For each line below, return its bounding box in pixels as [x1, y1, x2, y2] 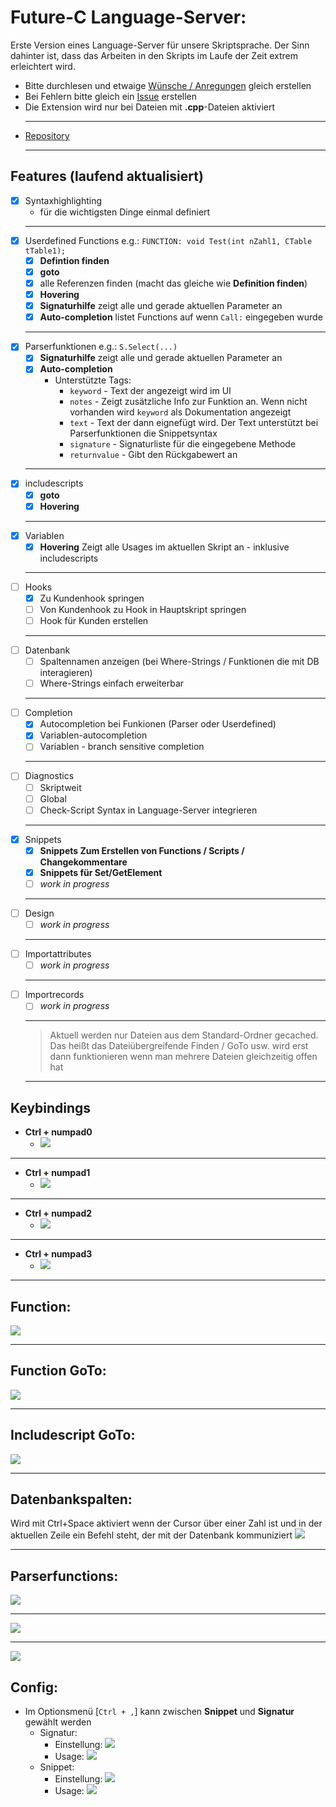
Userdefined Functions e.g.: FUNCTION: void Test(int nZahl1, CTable [24, 234, 313, 246]
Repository [24, 129, 70, 141]
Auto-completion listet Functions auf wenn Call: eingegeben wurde [39, 311, 323, 323]
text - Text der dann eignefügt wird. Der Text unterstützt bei [69, 417, 319, 429]
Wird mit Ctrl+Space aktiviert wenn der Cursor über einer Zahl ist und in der [10, 1517, 323, 1530]
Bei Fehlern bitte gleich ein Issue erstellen [24, 90, 198, 102]
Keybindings [10, 1099, 92, 1116]
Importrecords [24, 989, 85, 1001]
